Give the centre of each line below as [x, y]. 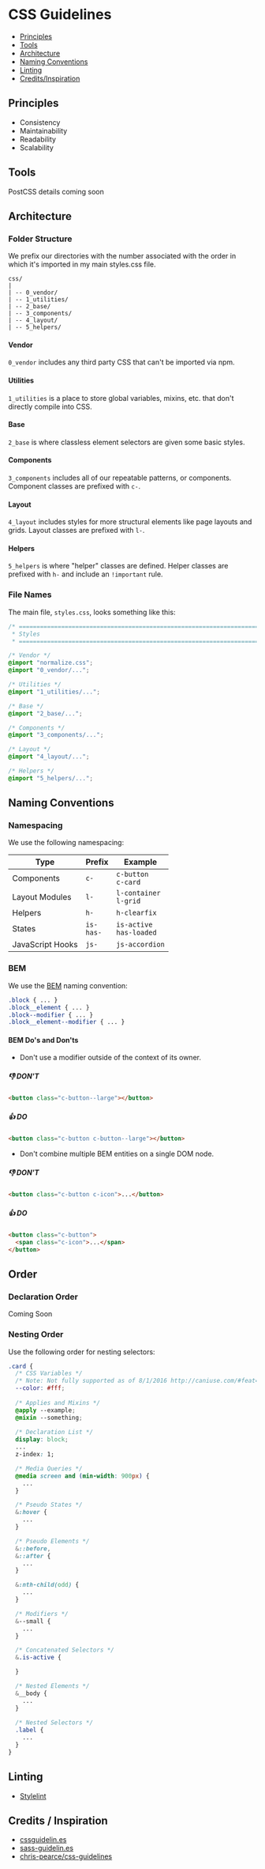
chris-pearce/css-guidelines [66, 1856]
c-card [129, 882]
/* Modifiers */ [42, 1614]
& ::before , [33, 1548]
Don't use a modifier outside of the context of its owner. [110, 1058]
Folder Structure [40, 239]
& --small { [33, 1621]
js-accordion [141, 945]
